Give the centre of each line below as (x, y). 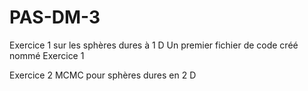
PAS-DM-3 (55, 17)
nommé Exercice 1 (47, 55)
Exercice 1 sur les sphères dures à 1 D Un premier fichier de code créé (154, 45)
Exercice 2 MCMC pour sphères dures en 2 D (103, 75)
